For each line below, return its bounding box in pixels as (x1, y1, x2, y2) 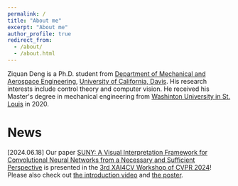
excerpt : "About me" (7, 23, 69, 31)
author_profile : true (7, 30, 72, 38)
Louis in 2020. (7, 99, 50, 108)
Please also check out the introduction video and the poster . (7, 170, 183, 179)
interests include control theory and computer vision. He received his (7, 84, 210, 93)
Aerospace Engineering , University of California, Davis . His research (7, 77, 207, 85)
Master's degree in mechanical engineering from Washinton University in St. (7, 92, 231, 100)
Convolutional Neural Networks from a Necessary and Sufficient (7, 155, 195, 164)
